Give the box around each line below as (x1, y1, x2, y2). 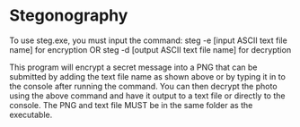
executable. (9, 109, 53, 120)
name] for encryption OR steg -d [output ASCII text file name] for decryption (9, 44, 292, 55)
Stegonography (9, 5, 128, 26)
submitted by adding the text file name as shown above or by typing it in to (9, 71, 286, 81)
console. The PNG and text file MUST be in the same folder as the (9, 99, 253, 110)
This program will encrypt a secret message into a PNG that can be (9, 62, 258, 72)
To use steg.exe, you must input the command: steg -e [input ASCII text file (9, 35, 287, 46)
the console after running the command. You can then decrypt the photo (9, 80, 278, 91)
